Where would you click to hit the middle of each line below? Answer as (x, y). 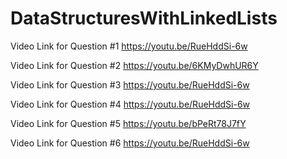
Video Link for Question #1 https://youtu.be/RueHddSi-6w (129, 46)
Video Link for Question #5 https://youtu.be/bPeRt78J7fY (128, 123)
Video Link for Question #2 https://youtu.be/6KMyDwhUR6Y (134, 65)
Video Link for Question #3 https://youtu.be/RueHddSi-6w (130, 84)
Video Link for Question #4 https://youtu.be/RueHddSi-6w (130, 104)
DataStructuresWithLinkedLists (144, 18)
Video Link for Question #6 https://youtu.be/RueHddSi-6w (130, 143)
